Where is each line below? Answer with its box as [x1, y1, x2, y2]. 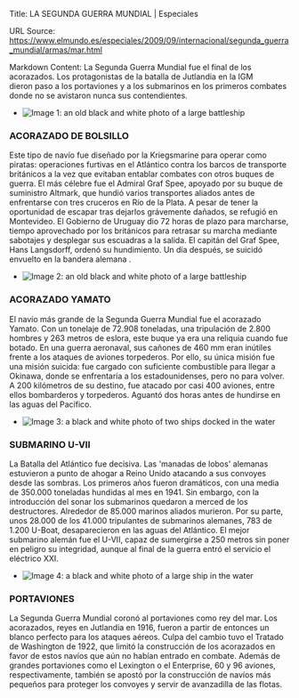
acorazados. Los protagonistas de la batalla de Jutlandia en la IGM [9, 71, 254, 82]
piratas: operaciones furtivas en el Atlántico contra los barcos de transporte [9, 159, 287, 170]
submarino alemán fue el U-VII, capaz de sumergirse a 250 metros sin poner [9, 534, 290, 545]
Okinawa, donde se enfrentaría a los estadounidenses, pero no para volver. [9, 370, 285, 381]
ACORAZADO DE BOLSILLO [9, 129, 129, 142]
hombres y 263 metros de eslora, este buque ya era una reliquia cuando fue [9, 332, 288, 343]
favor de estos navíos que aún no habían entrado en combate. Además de [9, 651, 280, 661]
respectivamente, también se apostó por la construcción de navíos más [9, 670, 271, 680]
